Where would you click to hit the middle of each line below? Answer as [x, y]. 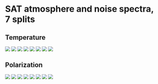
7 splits [20, 19]
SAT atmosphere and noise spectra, [79, 9]
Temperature [25, 37]
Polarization [24, 65]
